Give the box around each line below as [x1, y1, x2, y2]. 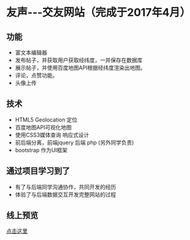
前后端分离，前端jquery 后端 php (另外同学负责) [15, 139, 134, 146]
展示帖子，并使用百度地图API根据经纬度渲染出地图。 [15, 64, 146, 71]
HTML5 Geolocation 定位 [15, 116, 77, 123]
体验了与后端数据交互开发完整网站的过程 [15, 191, 116, 198]
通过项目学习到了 [6, 166, 70, 176]
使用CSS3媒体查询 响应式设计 [15, 131, 90, 139]
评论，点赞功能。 [15, 72, 58, 79]
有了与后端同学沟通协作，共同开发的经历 [15, 183, 116, 190]
